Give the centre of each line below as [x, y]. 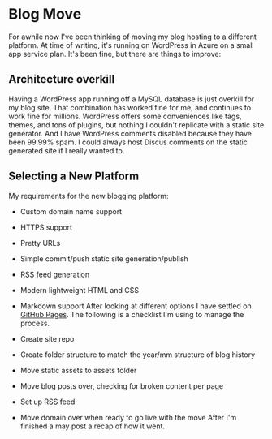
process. [35, 323]
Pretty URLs [40, 243]
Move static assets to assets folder [78, 370]
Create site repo [47, 338]
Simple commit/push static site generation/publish [104, 258]
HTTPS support [46, 227]
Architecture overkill [62, 79]
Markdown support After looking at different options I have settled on [136, 306]
